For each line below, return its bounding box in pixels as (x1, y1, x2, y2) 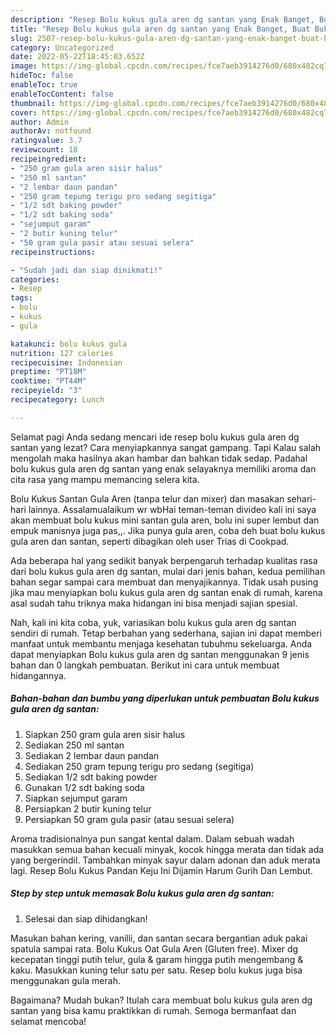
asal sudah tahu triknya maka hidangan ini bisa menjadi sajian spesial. (10, 597, 298, 609)
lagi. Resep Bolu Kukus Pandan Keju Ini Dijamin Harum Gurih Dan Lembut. (10, 864, 313, 876)
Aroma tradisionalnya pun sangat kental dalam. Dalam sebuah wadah (10, 832, 295, 845)
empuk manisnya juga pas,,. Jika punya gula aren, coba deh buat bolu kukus (10, 524, 326, 536)
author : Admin (10, 117, 70, 127)
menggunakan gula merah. (10, 974, 121, 986)
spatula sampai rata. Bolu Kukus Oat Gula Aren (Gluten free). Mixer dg (10, 942, 299, 955)
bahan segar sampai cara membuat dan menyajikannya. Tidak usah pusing (10, 576, 319, 588)
